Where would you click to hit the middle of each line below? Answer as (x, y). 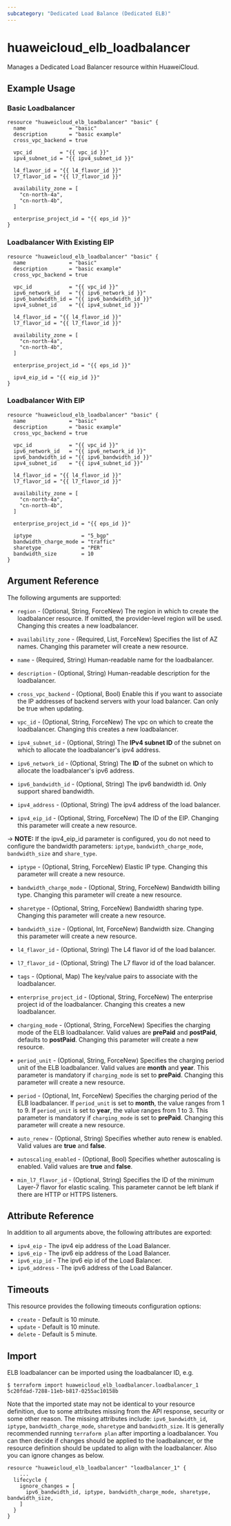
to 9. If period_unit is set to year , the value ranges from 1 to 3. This (112, 1110)
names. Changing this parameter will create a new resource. (102, 646)
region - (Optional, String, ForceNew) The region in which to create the (118, 611)
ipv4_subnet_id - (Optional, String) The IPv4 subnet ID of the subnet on (119, 742)
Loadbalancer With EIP (46, 401)
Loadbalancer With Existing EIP (61, 242)
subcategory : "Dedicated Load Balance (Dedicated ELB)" (89, 13)
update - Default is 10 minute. (58, 1327)
